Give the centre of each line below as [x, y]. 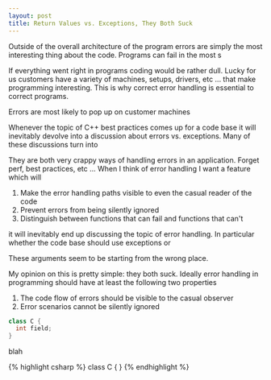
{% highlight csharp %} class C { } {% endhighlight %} [99, 367]
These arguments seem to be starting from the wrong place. [108, 258]
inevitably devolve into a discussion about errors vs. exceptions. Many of [129, 136]
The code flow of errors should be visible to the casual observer [127, 298]
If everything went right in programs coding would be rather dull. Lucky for [132, 70]
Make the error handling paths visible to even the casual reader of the [136, 192]
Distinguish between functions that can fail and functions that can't [131, 218]
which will [25, 177]
